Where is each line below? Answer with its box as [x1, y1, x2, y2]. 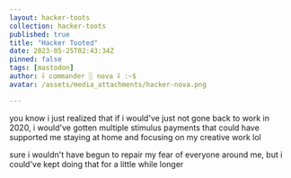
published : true [9, 30, 70, 39]
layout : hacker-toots [9, 13, 91, 22]
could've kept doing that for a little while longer [9, 158, 184, 169]
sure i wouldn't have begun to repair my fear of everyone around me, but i [9, 149, 283, 160]
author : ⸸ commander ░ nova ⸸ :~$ [9, 72, 137, 81]
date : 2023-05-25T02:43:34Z [9, 47, 115, 56]
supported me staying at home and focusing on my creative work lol [9, 131, 262, 142]
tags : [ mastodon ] [9, 64, 75, 73]
